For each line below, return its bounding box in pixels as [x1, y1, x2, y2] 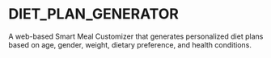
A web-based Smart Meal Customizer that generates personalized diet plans [8, 31, 264, 41]
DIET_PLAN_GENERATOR [8, 5, 180, 23]
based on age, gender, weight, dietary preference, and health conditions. [8, 39, 252, 49]
